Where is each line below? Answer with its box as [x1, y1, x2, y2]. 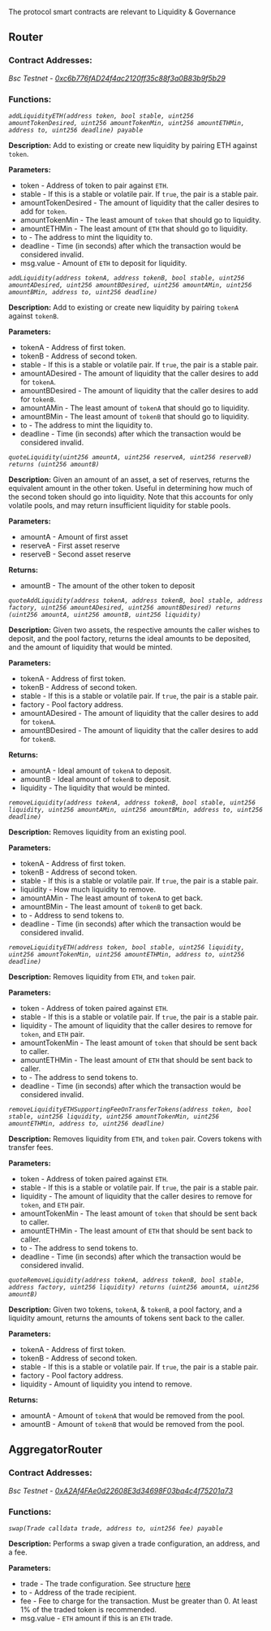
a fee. [8, 1547, 28, 1557]
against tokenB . [8, 310, 59, 320]
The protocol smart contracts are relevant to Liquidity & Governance [8, 7, 236, 16]
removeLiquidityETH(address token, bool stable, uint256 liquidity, [8, 943, 245, 952]
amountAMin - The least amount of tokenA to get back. [19, 893, 203, 903]
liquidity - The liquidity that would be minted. [19, 783, 170, 792]
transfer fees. [8, 1142, 54, 1152]
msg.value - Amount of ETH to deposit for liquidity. [19, 258, 187, 267]
